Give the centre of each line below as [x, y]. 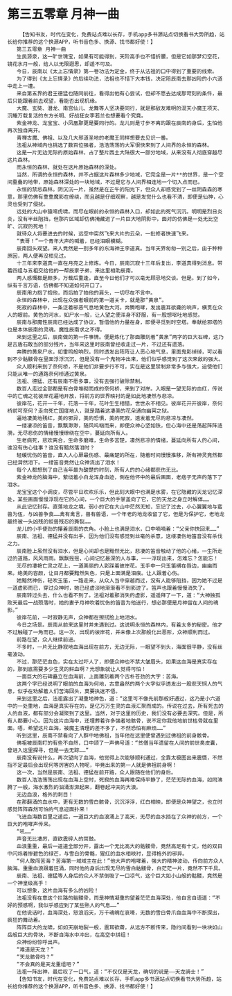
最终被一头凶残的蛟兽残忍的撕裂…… [49, 522]
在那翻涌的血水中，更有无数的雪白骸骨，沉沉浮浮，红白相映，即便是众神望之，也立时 [119, 802]
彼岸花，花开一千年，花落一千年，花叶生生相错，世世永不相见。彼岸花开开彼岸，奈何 [119, 404]
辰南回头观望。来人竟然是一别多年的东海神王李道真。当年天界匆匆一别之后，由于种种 [119, 248]
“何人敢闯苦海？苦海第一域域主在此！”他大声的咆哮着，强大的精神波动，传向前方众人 [120, 861]
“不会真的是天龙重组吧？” [48, 964]
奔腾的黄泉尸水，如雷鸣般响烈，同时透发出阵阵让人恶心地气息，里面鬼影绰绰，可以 [117, 351]
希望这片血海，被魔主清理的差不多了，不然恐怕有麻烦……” [97, 728]
